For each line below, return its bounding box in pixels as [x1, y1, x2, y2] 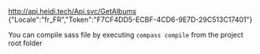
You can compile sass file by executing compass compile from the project [8, 31, 244, 39]
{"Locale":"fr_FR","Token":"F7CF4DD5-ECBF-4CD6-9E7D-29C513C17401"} [8, 15, 253, 24]
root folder [8, 38, 43, 48]
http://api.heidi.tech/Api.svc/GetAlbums [8, 7, 136, 16]
